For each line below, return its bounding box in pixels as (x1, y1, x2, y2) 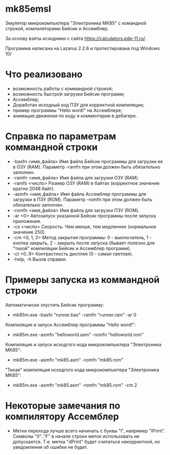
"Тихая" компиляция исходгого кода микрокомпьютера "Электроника (5, 367, 159, 373)
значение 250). (12, 229, 46, 235)
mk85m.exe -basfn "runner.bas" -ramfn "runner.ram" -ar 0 (12, 311, 137, 317)
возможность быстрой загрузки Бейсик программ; (12, 90, 125, 97)
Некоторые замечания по (5, 400, 120, 412)
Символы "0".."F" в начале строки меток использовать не (12, 433, 140, 439)
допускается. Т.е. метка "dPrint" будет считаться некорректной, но (12, 438, 160, 445)
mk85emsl (5, 3, 51, 15)
